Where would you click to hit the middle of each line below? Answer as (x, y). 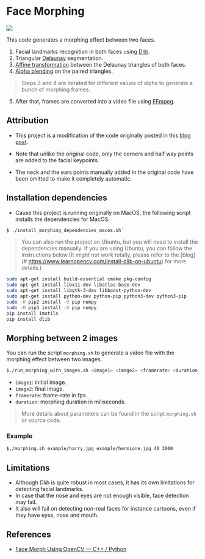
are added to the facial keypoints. (57, 160)
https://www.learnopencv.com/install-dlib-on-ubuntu (95, 261)
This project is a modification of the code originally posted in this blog (103, 135)
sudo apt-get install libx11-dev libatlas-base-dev (73, 285)
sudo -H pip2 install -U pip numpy (52, 302)
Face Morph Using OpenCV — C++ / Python (71, 549)
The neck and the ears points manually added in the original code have (104, 172)
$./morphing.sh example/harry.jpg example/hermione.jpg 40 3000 (90, 449)
